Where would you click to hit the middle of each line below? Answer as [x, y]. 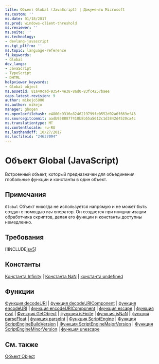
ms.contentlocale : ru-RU [30, 127]
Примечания [26, 195]
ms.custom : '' [19, 14]
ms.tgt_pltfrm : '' [24, 46]
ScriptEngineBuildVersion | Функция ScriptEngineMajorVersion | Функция [79, 324]
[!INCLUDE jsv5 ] [21, 249]
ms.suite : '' [18, 32]
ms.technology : [20, 37]
